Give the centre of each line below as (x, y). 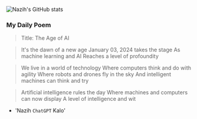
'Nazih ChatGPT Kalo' (40, 111)
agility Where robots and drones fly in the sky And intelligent (96, 74)
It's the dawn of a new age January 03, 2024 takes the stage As (101, 50)
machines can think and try (55, 81)
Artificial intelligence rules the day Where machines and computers (104, 92)
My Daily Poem (29, 25)
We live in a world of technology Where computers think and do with (106, 68)
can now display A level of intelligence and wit (78, 99)
